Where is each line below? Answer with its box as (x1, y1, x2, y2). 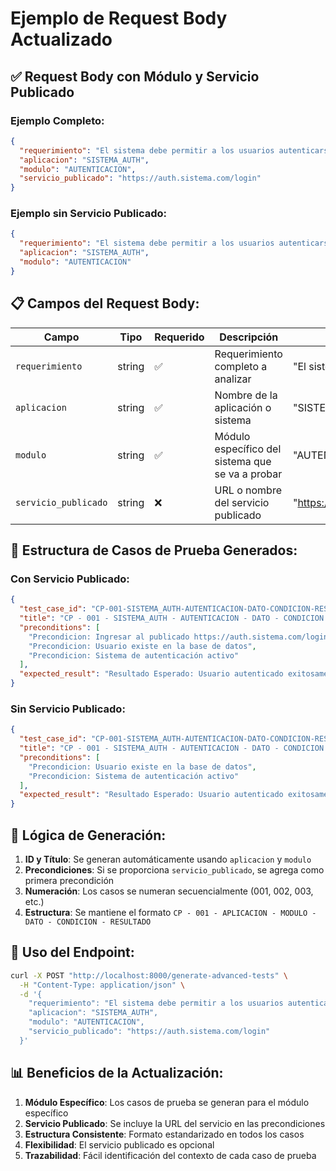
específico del (214, 442, 282, 456)
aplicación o (214, 400, 272, 414)
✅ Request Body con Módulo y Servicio (10, 68, 260, 85)
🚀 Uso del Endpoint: (10, 944, 135, 961)
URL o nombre (214, 483, 282, 497)
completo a (214, 359, 268, 373)
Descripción (219, 330, 279, 344)
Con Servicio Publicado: (10, 572, 130, 586)
